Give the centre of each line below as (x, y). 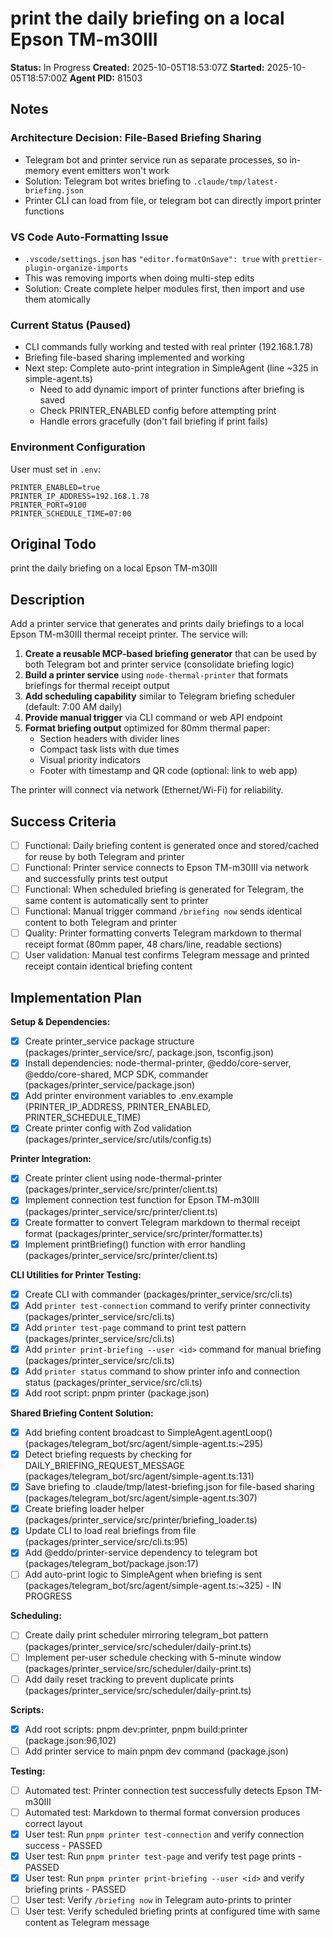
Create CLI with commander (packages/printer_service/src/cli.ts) (158, 1294)
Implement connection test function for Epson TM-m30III (142, 1200)
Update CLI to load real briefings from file (110, 1531)
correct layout (53, 1823)
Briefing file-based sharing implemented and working (134, 358)
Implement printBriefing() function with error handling (135, 1244)
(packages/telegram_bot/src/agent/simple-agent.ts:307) (141, 1498)
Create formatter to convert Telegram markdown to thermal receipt (162, 1222)
